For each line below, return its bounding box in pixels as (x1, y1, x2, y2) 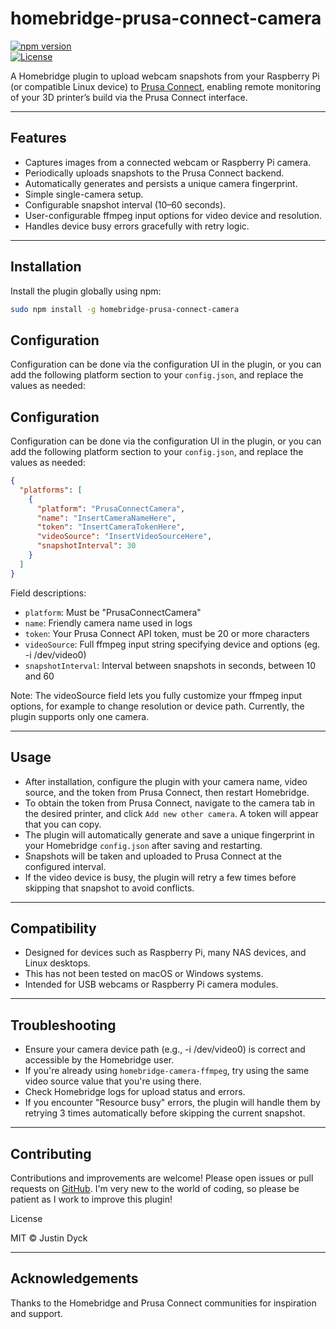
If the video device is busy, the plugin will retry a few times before (24, 871, 297, 883)
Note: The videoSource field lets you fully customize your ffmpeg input (10, 689, 303, 701)
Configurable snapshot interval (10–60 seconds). (24, 198, 227, 211)
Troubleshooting (10, 1017, 117, 1034)
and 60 (24, 670, 55, 682)
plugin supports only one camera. (10, 710, 150, 722)
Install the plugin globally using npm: (10, 285, 162, 297)
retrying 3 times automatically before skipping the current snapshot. (24, 1107, 306, 1119)
